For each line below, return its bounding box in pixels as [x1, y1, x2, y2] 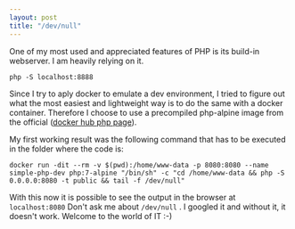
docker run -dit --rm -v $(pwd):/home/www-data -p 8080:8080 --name [9, 160, 269, 169]
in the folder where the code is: [9, 143, 124, 154]
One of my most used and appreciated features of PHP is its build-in [9, 45, 260, 56]
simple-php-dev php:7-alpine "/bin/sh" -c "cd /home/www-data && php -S [9, 168, 285, 177]
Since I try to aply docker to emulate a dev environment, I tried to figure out [9, 88, 285, 99]
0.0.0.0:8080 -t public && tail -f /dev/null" [9, 176, 185, 185]
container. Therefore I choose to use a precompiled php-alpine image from [9, 107, 283, 118]
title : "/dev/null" [9, 21, 82, 30]
